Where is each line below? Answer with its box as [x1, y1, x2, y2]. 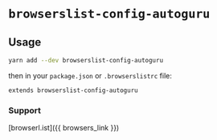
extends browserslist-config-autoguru [8, 86, 138, 94]
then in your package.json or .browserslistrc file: [8, 70, 173, 80]
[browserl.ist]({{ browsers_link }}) [8, 123, 120, 133]
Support [8, 105, 42, 116]
